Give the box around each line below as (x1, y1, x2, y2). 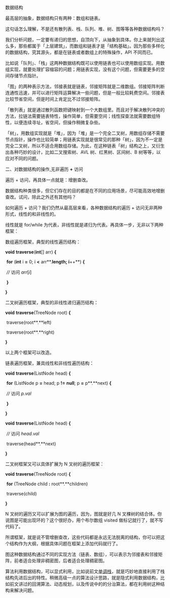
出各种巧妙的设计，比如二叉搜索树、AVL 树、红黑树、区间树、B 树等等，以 (5, 149, 161, 155)
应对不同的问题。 (5, 156, 41, 161)
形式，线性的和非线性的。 (5, 211, 59, 217)
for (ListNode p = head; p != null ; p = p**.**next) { (6, 380, 112, 386)
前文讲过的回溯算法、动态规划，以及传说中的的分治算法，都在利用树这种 (9, 581, 160, 587)
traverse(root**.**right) (6, 329, 55, 335)
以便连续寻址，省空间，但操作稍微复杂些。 (14, 119, 103, 125)
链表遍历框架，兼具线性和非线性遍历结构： (5, 360, 94, 366)
